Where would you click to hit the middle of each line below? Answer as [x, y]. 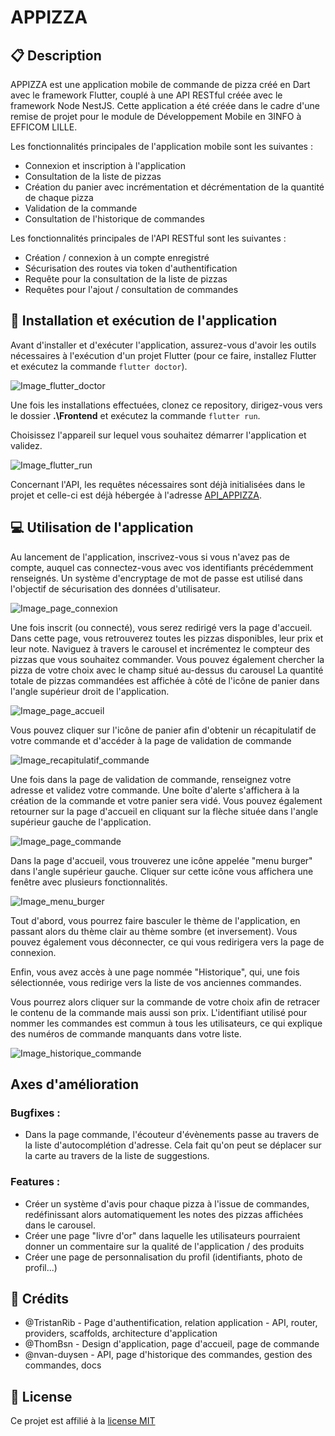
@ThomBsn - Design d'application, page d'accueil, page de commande [172, 1344]
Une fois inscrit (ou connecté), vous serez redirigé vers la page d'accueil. [161, 627]
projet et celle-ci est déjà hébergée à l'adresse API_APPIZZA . [136, 495]
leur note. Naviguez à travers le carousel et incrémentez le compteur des [160, 648]
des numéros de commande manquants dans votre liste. [126, 1033]
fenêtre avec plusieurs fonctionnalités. [89, 882]
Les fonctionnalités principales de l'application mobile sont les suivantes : [161, 146]
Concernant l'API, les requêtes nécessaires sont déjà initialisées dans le [158, 484]
